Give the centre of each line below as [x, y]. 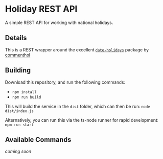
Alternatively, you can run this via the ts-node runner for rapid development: [82, 120]
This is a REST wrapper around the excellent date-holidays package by [77, 49]
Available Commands [38, 140]
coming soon [18, 151]
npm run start [20, 125]
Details [16, 38]
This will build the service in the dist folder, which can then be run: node [78, 106]
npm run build [26, 97]
